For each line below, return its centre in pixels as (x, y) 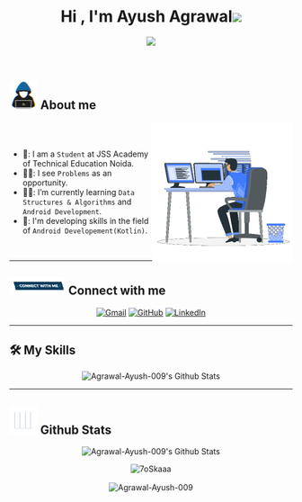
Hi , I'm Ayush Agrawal (147, 17)
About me (68, 105)
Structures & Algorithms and (77, 202)
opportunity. (45, 183)
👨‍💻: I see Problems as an (67, 173)
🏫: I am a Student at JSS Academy (85, 154)
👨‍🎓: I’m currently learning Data (78, 192)
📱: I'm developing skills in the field (85, 220)
